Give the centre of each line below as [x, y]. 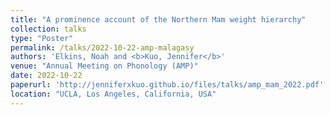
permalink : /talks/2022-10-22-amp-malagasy [102, 47]
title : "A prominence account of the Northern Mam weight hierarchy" [158, 19]
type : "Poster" [42, 38]
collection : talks [48, 29]
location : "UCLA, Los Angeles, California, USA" [113, 94]
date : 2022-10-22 [46, 76]
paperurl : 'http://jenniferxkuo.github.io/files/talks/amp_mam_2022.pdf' [167, 85]
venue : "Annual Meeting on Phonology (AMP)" [104, 66]
